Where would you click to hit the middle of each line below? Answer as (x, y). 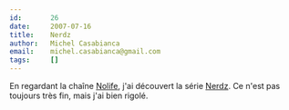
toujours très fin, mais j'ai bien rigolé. (79, 95)
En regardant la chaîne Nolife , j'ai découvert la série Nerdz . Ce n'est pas (145, 86)
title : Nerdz (40, 35)
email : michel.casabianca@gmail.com (85, 52)
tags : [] (34, 60)
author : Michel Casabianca (65, 43)
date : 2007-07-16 (51, 26)
